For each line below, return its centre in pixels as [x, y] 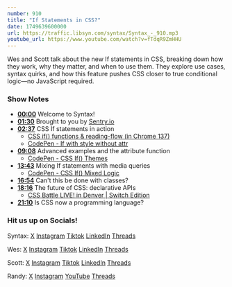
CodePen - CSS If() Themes [68, 158]
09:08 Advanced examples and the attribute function [93, 151]
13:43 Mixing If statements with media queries [84, 166]
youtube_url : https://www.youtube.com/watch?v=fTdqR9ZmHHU [94, 40]
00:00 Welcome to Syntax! [56, 114]
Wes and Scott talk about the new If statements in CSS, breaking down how [115, 59]
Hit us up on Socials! [42, 220]
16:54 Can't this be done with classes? [73, 180]
